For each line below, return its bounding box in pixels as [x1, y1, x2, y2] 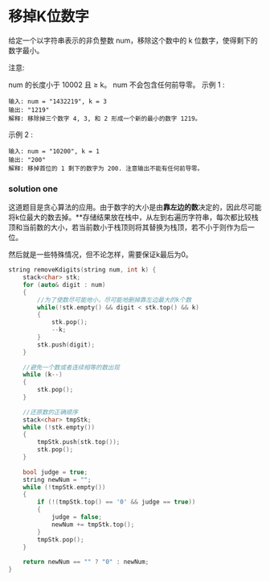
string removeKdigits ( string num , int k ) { [8, 266, 157, 274]
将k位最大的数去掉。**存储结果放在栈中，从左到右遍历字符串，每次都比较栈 [8, 213, 259, 222]
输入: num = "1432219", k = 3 [8, 98, 107, 106]
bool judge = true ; [22, 468, 88, 476]
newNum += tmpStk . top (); [51, 521, 135, 529]
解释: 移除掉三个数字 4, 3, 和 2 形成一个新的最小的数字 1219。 [8, 114, 202, 122]
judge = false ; [51, 513, 103, 521]
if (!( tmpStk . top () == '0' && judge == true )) [37, 498, 196, 506]
